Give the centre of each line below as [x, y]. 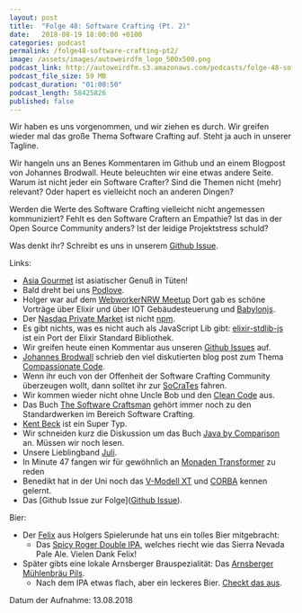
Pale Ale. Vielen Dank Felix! [86, 555]
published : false [42, 101]
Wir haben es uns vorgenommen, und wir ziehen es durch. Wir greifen [139, 127]
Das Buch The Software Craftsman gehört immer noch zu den [137, 404]
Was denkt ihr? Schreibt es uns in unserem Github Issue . [114, 246]
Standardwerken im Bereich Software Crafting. [109, 414]
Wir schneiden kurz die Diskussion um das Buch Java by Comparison [151, 433]
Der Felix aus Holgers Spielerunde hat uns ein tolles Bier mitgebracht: [151, 535]
